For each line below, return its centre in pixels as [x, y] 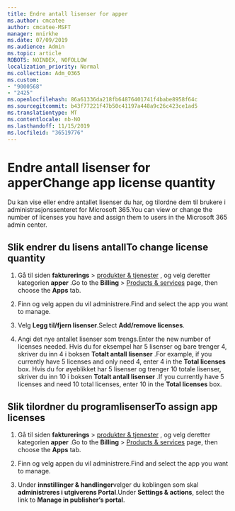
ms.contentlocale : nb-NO [44, 119]
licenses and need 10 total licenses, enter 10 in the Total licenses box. [120, 384]
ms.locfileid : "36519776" [45, 133]
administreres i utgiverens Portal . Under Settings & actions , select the [121, 492]
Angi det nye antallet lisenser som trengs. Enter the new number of [114, 339]
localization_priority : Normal [53, 67]
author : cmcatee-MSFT [39, 27]
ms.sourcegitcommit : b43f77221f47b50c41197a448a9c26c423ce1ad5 [103, 106]
